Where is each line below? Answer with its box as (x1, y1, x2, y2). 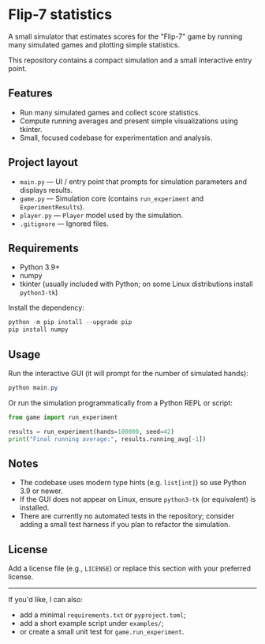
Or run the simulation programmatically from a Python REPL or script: (8, 397, 233, 408)
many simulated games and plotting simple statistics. (8, 40, 180, 49)
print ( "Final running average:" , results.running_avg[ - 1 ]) (8, 435, 207, 443)
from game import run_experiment (8, 413, 118, 421)
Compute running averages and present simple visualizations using (19, 116, 238, 126)
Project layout (8, 156, 79, 169)
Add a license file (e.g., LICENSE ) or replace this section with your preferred (8, 563, 251, 574)
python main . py (8, 383, 58, 392)
